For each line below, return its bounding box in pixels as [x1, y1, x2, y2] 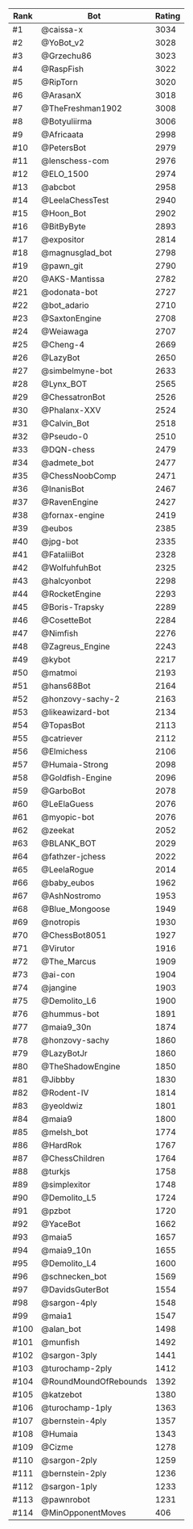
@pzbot [41, 1205, 71, 1216]
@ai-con [41, 969, 76, 980]
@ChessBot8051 [41, 930, 107, 940]
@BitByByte [41, 221, 86, 232]
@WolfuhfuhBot [41, 562, 102, 573]
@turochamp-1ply [41, 1402, 113, 1413]
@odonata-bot [41, 287, 98, 297]
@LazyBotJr [41, 1048, 88, 1059]
